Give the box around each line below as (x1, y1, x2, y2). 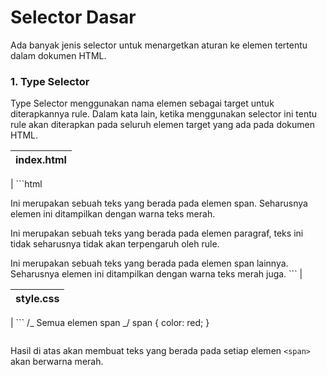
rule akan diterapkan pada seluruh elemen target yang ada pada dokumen (10, 119, 316, 131)
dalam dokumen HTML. (10, 49, 107, 61)
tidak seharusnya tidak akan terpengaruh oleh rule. (10, 238, 220, 250)
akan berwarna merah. (10, 356, 104, 368)
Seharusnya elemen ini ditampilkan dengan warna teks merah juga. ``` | (10, 268, 303, 280)
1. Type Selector (10, 74, 90, 88)
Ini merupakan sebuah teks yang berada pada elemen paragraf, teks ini (10, 227, 304, 240)
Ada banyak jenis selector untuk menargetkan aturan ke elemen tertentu (10, 39, 308, 51)
